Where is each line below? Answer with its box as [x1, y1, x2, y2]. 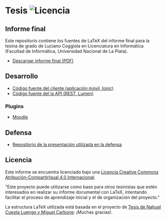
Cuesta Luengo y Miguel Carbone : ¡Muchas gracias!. [5, 209, 113, 215]
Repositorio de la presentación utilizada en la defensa [12, 141, 122, 147]
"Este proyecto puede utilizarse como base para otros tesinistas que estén [5, 183, 158, 190]
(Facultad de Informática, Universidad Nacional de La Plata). [5, 48, 128, 54]
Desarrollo [5, 72, 38, 81]
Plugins [5, 103, 24, 110]
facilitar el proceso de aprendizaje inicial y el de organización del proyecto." [5, 194, 160, 200]
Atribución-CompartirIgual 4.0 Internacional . [5, 174, 96, 180]
